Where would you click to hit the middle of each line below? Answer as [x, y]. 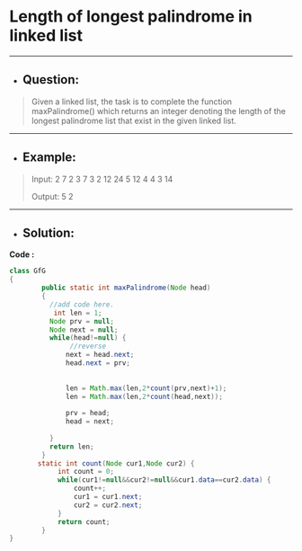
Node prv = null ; [82, 321]
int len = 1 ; [78, 313]
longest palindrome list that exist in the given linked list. [133, 120]
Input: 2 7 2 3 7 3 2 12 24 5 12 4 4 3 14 [102, 179]
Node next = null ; [84, 330]
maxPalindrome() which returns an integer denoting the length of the [158, 111]
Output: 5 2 [52, 196]
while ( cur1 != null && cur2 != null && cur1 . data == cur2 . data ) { [164, 480]
